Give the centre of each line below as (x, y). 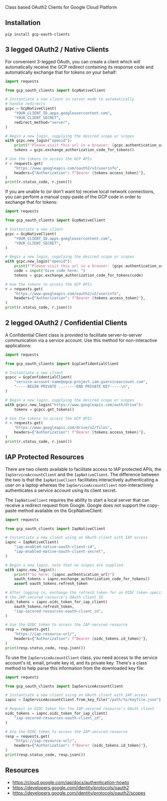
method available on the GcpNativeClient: (60, 511)
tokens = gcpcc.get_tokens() (44, 409)
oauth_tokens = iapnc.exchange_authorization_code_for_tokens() (82, 579)
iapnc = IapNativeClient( (32, 542)
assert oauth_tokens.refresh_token (51, 584)
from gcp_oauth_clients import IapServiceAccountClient (64, 686)
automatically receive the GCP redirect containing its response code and (79, 67)
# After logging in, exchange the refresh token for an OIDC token (77, 593)
